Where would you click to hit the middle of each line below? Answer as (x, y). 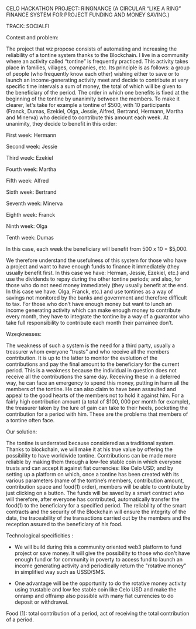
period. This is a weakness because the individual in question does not (91, 370)
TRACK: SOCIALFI (28, 26)
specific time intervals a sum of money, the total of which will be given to (94, 86)
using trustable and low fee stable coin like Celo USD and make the (95, 589)
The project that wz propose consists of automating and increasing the (92, 49)
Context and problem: (32, 37)
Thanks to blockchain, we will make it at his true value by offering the (89, 449)
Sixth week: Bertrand (31, 192)
